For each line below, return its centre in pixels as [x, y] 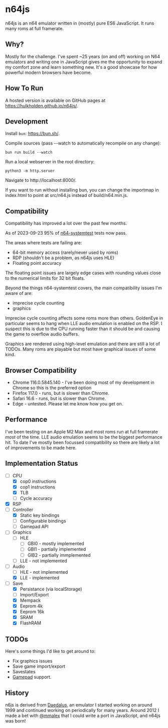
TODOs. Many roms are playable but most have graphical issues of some [80, 349]
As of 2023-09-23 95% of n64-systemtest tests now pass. [66, 233]
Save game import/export [39, 666]
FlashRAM [31, 623]
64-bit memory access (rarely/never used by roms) [65, 253]
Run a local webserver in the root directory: [50, 162]
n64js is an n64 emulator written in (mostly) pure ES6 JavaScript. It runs [80, 23]
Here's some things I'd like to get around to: [50, 651]
